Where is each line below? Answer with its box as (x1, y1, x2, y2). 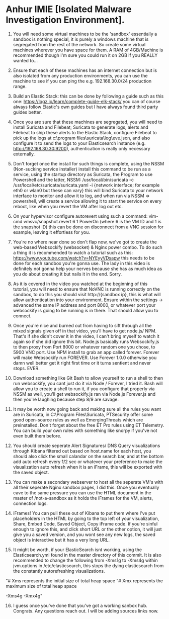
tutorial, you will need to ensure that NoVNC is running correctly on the (13, 286, 160, 292)
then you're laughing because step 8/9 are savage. (13, 396, 119, 402)
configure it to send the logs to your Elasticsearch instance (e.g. (13, 140, 146, 146)
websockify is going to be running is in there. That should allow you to (13, 307, 158, 313)
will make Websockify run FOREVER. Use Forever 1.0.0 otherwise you (13, 355, 157, 361)
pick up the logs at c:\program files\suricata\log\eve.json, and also (13, 135, 150, 141)
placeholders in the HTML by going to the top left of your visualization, (13, 515, 159, 521)
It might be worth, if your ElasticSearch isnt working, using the (13, 547, 142, 553)
